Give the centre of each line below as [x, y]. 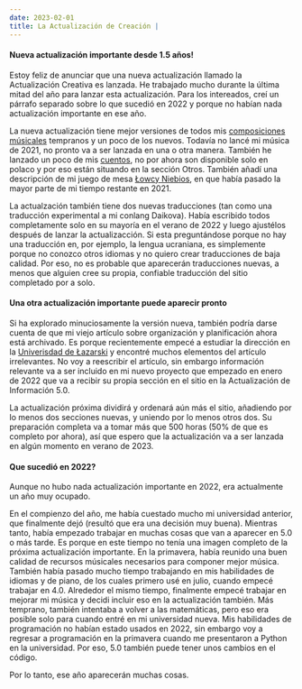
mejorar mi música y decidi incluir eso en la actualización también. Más [142, 600]
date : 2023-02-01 [42, 18]
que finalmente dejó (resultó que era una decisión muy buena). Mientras [143, 523]
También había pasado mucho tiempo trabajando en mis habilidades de [142, 571]
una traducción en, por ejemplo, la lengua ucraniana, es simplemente [137, 243]
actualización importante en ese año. [78, 113]
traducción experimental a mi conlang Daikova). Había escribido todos [140, 215]
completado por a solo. [52, 282]
